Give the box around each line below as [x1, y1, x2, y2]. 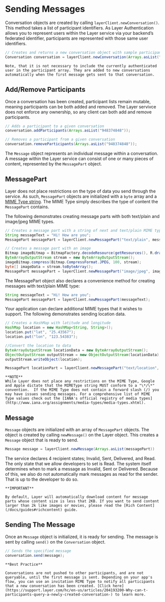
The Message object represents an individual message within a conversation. [5, 151, 159, 156]
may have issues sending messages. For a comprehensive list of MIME [5, 392, 151, 397]
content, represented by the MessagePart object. [5, 161, 102, 166]
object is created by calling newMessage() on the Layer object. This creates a [5, 432, 159, 438]
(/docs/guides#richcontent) [5, 507, 63, 512]
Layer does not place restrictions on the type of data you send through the [5, 188, 156, 194]
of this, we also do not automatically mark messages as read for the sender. [5, 471, 159, 477]
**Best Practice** [5, 562, 43, 567]
